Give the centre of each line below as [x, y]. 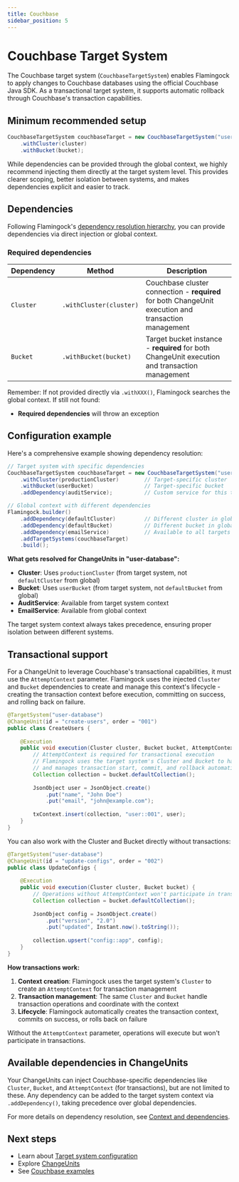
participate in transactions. [47, 1040]
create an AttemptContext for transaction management [97, 989]
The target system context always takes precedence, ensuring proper [110, 625]
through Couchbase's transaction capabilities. [75, 98]
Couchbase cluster [177, 282]
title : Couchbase [33, 14]
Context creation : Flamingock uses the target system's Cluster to [115, 981]
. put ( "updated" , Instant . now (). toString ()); [112, 927]
